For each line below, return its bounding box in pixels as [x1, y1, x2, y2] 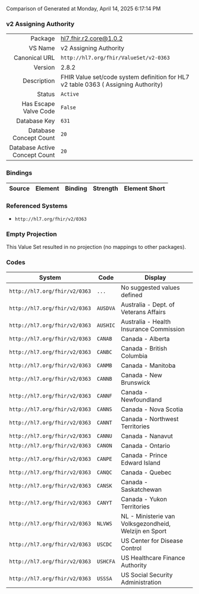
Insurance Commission [121, 325, 185, 333]
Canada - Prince [121, 451, 168, 460]
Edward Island [121, 459, 161, 467]
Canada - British [121, 345, 168, 353]
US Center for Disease [121, 537, 184, 545]
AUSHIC [97, 322, 115, 329]
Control [121, 544, 142, 552]
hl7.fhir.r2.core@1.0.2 [60, 34, 123, 43]
